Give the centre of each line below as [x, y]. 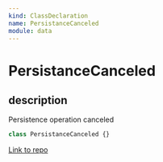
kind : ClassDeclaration [48, 16]
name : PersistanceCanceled [54, 23]
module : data [30, 31]
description [38, 100]
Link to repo [28, 150]
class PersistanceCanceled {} [59, 135]
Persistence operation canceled [61, 120]
